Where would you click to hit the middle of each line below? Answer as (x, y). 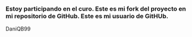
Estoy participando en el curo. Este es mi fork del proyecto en (96, 9)
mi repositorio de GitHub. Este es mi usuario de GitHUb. (87, 16)
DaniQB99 (18, 29)
